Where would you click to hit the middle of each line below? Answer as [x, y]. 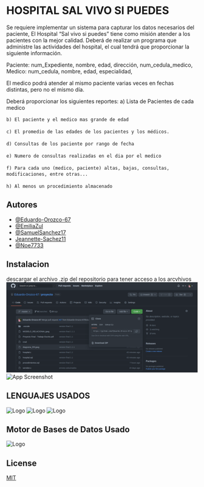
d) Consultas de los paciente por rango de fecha [70, 144]
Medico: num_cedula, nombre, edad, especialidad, [69, 71]
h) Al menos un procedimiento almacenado [59, 186]
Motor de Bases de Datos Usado [68, 429]
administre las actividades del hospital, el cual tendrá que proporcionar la [98, 47]
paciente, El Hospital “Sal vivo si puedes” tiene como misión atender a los [98, 33]
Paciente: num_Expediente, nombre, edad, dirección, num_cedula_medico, [100, 65]
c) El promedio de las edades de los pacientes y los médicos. [88, 132]
